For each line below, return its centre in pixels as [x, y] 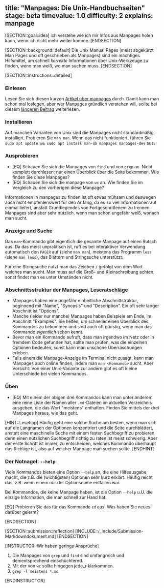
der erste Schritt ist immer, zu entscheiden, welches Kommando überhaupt [81, 443]
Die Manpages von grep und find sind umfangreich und [68, 555]
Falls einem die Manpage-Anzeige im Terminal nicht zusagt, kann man [83, 358]
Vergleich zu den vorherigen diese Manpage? [58, 187]
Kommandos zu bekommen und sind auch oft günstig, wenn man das [82, 327]
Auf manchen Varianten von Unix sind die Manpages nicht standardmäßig [79, 133]
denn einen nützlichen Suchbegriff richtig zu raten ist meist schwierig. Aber [81, 438]
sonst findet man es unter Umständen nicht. [49, 277]
